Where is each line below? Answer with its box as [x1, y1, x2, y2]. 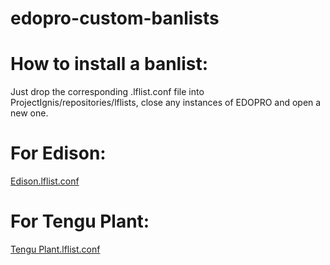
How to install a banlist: [10, 53, 209, 76]
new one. [10, 107, 49, 119]
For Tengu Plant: [10, 210, 150, 233]
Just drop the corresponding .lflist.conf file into [10, 86, 205, 98]
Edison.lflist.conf [10, 175, 80, 187]
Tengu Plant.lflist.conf [10, 243, 101, 255]
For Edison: [10, 142, 107, 165]
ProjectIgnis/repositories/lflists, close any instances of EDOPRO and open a [10, 97, 322, 109]
